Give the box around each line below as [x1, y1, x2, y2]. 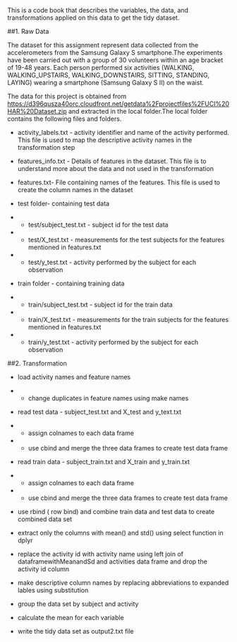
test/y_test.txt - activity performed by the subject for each [28, 258, 197, 266]
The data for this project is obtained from [7, 92, 127, 100]
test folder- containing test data [17, 199, 110, 208]
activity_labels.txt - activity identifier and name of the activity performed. [17, 129, 229, 136]
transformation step [17, 143, 75, 151]
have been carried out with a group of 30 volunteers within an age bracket [7, 56, 224, 64]
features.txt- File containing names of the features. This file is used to [17, 178, 221, 186]
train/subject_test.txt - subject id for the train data [28, 300, 173, 309]
